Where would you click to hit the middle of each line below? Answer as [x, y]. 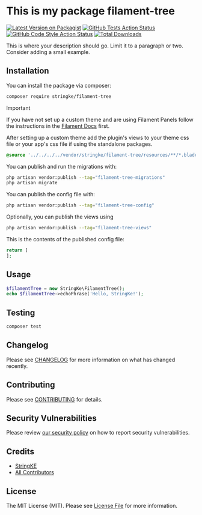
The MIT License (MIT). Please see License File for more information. [92, 506]
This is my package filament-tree [91, 11]
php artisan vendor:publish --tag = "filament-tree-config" [80, 205]
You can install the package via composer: [59, 85]
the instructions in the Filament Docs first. [58, 126]
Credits [20, 451]
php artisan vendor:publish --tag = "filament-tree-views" [79, 228]
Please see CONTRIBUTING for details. [55, 399]
